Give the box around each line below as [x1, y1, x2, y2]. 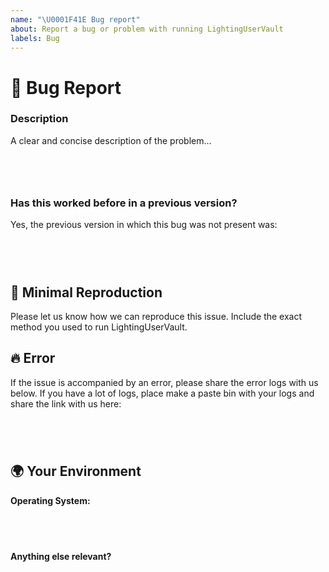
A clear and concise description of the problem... [10, 134, 212, 146]
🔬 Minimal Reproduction [10, 284, 163, 301]
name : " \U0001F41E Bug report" [10, 14, 141, 25]
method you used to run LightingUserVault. [10, 321, 188, 333]
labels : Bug [10, 33, 60, 43]
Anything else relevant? [10, 550, 112, 562]
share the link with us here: [10, 397, 122, 410]
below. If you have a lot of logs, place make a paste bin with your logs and [10, 387, 315, 399]
